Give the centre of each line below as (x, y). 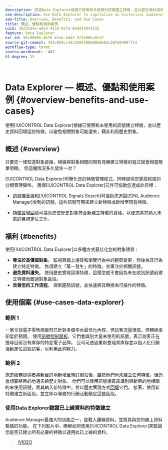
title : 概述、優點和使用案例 (32, 24)
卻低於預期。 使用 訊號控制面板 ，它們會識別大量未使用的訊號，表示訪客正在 (82, 336)
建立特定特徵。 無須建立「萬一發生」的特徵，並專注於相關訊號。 (79, 266)
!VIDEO (25, 442)
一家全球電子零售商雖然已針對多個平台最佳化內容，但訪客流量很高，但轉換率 (84, 330)
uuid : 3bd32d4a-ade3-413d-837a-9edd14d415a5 (52, 29)
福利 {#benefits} (31, 236)
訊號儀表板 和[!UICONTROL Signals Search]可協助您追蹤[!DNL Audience (86, 196)
